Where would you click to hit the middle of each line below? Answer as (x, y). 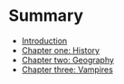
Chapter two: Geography (68, 60)
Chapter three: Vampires (67, 70)
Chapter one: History (61, 50)
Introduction (44, 41)
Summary (46, 16)
